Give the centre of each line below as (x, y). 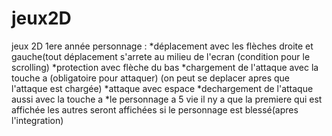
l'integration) (37, 120)
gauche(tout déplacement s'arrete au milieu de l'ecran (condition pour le (161, 56)
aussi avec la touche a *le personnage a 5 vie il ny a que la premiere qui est (167, 99)
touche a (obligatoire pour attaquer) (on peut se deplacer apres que (151, 78)
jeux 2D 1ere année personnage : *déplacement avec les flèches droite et (162, 46)
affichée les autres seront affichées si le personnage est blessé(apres (155, 109)
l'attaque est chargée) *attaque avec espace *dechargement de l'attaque (162, 88)
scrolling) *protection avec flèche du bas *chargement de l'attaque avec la (165, 67)
